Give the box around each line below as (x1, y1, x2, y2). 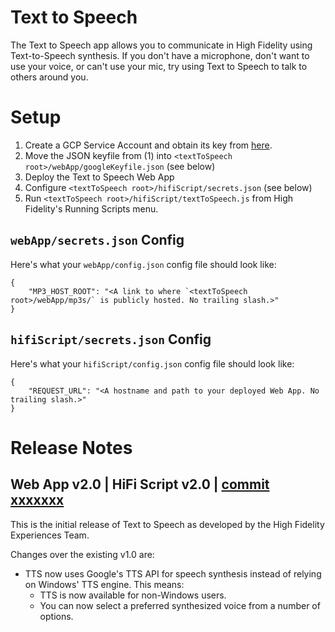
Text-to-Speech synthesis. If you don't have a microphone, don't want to (10, 49, 310, 61)
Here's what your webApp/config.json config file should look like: (10, 258, 277, 270)
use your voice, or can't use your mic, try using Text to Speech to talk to (10, 60, 308, 72)
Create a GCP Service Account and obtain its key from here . (24, 139, 273, 151)
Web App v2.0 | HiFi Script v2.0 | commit (10, 476, 270, 493)
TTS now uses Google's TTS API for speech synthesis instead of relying (24, 567, 322, 580)
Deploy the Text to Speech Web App (24, 171, 175, 183)
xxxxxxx (10, 492, 65, 509)
